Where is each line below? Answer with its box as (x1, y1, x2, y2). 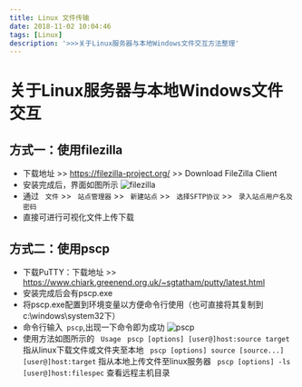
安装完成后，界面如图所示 (22, 179, 119, 191)
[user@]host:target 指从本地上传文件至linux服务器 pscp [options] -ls (22, 356, 291, 367)
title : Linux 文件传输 (9, 13, 90, 23)
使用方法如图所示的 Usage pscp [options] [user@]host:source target (22, 333, 290, 344)
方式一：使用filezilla (9, 142, 123, 157)
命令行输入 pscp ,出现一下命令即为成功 (22, 322, 165, 332)
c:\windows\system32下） (22, 311, 121, 322)
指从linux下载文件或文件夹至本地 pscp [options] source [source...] (22, 344, 285, 355)
